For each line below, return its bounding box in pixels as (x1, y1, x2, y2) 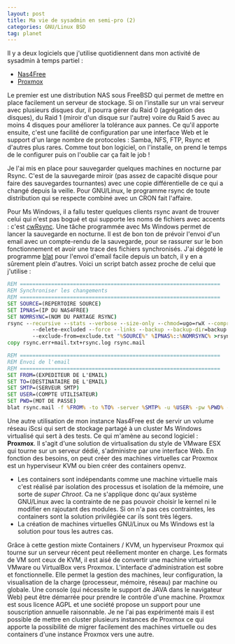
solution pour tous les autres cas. (17, 527, 114, 535)
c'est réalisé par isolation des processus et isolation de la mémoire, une (17, 482, 224, 491)
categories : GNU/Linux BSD (7, 23, 86, 30)
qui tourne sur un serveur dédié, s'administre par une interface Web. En (7, 446, 214, 455)
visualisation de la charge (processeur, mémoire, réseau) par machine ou (7, 577, 218, 586)
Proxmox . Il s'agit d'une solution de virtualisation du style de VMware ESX (7, 439, 221, 447)
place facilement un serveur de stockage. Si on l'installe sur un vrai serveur (7, 99, 225, 107)
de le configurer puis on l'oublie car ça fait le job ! (7, 151, 150, 159)
